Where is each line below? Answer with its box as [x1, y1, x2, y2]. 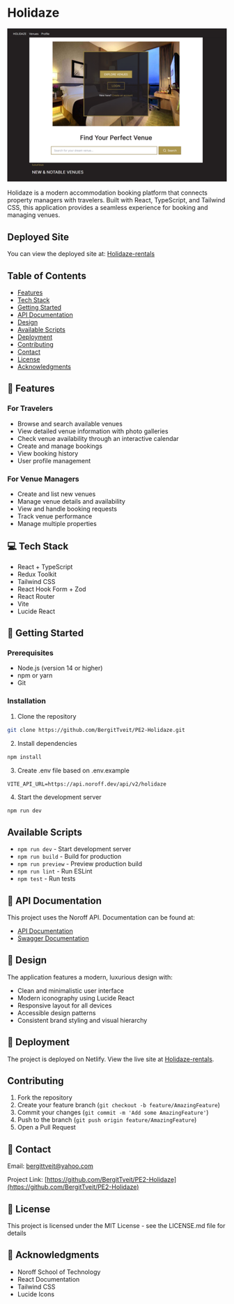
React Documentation [17, 1275, 80, 1283]
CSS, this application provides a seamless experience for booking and [7, 204, 208, 212]
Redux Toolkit [17, 570, 57, 578]
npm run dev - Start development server [17, 845, 132, 853]
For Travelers [7, 403, 54, 413]
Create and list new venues [17, 490, 96, 498]
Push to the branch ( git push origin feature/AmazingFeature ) [17, 1116, 197, 1124]
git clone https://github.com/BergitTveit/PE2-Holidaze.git [7, 726, 186, 733]
